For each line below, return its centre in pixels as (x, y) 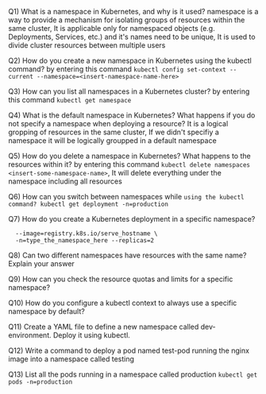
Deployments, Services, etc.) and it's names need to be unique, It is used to (132, 37)
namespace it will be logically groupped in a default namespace (112, 141)
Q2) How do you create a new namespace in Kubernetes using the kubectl (130, 60)
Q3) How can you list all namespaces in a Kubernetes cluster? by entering (129, 91)
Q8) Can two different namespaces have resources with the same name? (127, 255)
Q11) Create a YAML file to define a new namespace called (104, 326)
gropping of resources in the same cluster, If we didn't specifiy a (114, 132)
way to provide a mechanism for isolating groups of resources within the (127, 20)
